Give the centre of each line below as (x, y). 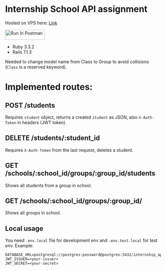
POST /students (30, 105)
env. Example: (19, 246)
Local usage (24, 229)
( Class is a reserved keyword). (36, 67)
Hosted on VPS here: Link (31, 23)
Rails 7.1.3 (22, 52)
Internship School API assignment (76, 9)
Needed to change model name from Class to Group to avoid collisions (77, 62)
